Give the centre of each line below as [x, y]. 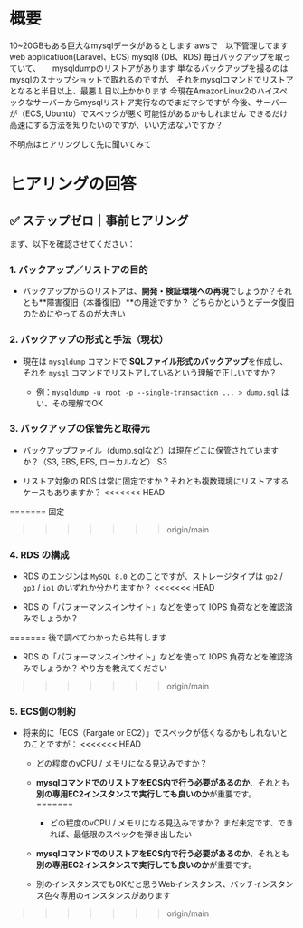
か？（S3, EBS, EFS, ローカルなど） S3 [95, 461]
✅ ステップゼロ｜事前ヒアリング [99, 220]
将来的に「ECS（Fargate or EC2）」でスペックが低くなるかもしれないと [155, 733]
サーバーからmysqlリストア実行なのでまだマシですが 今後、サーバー [160, 102]
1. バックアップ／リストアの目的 [79, 269]
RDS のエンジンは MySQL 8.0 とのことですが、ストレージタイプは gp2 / [152, 576]
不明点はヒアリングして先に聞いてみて [80, 144]
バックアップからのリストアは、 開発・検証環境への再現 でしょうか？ [149, 291]
